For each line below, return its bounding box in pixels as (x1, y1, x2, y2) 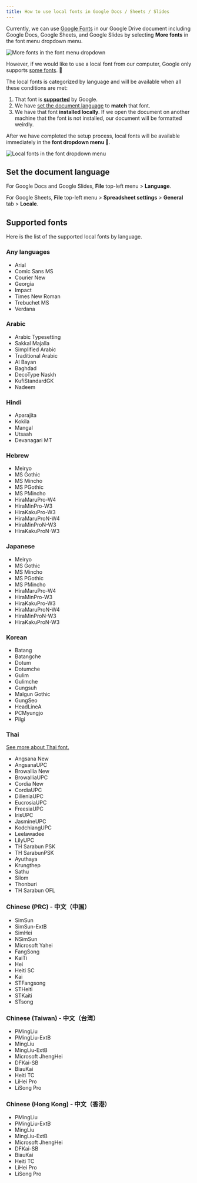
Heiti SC (14, 966, 35, 974)
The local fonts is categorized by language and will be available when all (6, 78, 181, 85)
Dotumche (14, 665, 40, 673)
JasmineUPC (14, 818, 46, 825)
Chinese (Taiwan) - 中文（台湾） (6, 1014, 99, 1022)
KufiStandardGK (14, 377, 54, 384)
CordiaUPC (14, 786, 42, 794)
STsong (14, 998, 34, 1005)
